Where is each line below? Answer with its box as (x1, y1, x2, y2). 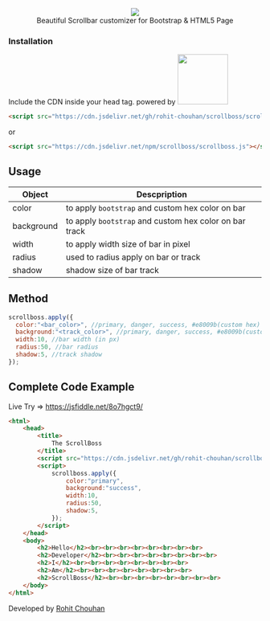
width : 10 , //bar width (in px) (15, 336, 121, 344)
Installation (8, 35, 54, 47)
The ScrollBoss (51, 439, 103, 447)
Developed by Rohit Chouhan (8, 603, 105, 613)
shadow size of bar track (65, 264, 159, 276)
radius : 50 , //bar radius (15, 343, 99, 351)
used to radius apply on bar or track (65, 251, 201, 263)
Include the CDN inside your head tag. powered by (8, 97, 176, 107)
